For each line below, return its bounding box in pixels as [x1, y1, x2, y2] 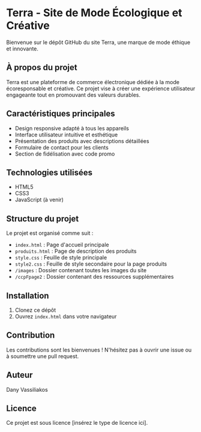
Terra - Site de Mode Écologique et [6, 6, 182, 20]
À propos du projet [6, 62, 77, 73]
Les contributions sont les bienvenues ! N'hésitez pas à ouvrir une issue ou [6, 346, 192, 353]
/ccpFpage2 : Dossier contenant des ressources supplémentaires [14, 273, 174, 281]
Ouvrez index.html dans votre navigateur [14, 313, 117, 320]
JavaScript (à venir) [14, 196, 64, 204]
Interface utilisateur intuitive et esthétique [14, 131, 118, 138]
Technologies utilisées [6, 167, 93, 177]
